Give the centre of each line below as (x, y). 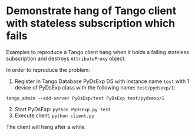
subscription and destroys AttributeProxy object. (66, 58)
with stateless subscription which (91, 23)
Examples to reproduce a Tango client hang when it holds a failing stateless (98, 52)
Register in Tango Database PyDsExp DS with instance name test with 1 (102, 81)
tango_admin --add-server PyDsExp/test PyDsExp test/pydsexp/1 (85, 98)
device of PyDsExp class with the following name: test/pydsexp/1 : (95, 87)
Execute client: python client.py (54, 115)
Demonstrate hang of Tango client (91, 11)
